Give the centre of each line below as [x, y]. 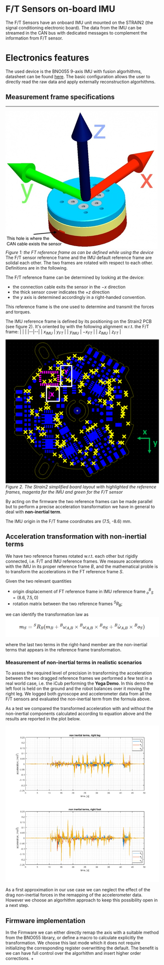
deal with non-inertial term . [34, 512]
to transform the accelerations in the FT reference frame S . [64, 571]
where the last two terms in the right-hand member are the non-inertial [76, 644]
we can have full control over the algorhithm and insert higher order [73, 953]
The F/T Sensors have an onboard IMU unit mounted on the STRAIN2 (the [80, 22]
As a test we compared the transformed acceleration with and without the [79, 709]
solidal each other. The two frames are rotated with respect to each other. [79, 263]
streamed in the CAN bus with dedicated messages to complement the [76, 33]
